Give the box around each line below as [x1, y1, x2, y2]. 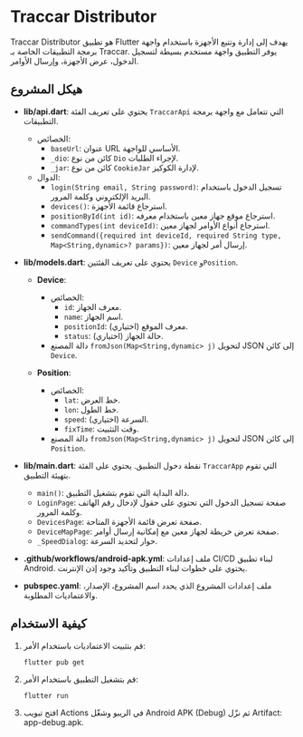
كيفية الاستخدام [10, 616, 87, 632]
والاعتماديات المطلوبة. [23, 589, 98, 600]
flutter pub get [23, 657, 85, 667]
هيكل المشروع [10, 82, 83, 97]
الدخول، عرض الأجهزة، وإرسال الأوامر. [10, 55, 139, 66]
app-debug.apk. [23, 716, 84, 727]
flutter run [23, 691, 69, 700]
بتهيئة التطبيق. [23, 470, 71, 480]
